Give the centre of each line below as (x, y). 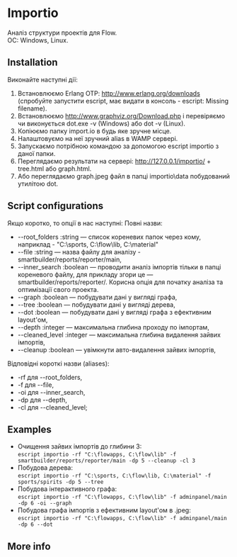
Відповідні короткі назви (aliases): (58, 364)
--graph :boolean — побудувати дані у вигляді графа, (97, 297)
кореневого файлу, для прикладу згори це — (85, 274)
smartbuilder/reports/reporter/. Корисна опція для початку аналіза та (120, 282)
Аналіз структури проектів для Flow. (62, 33)
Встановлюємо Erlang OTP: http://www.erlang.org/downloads (109, 93)
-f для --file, (36, 385)
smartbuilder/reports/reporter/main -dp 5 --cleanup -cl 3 (106, 461)
